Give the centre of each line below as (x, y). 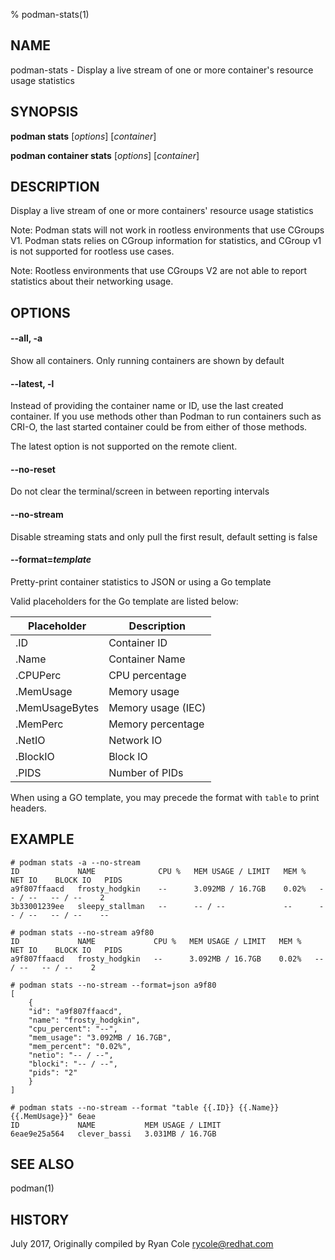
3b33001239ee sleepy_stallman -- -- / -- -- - (167, 906)
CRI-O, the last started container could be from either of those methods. (159, 427)
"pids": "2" (53, 1072)
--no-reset (33, 469)
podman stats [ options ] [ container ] (83, 136)
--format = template (51, 560)
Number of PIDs (146, 772)
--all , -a (26, 338)
